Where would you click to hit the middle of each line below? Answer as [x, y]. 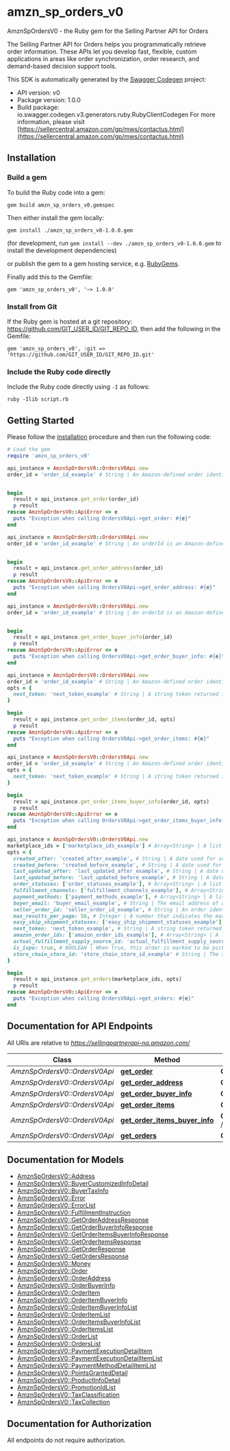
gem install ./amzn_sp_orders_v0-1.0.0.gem [70, 230]
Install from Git [32, 307]
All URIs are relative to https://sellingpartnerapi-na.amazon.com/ [99, 1042]
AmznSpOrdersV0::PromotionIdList [66, 1388]
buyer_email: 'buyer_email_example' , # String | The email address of [116, 903]
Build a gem [27, 178]
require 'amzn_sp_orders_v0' [49, 456]
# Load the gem [29, 450]
